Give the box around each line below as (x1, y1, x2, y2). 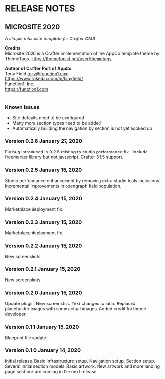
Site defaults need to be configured (12, 114, 85, 121)
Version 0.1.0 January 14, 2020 (5, 346, 81, 353)
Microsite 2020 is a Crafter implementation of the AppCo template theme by (5, 50, 160, 56)
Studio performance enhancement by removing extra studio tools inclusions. (5, 178, 161, 184)
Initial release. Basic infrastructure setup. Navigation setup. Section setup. (5, 358, 156, 364)
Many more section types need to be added (12, 120, 101, 126)
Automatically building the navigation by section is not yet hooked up (12, 125, 153, 131)
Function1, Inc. (5, 81, 34, 87)
